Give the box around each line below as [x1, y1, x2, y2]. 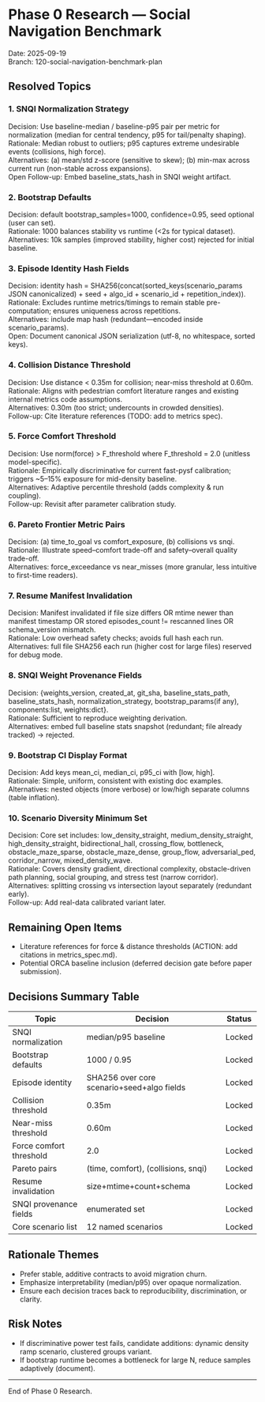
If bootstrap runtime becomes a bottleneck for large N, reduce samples [19, 1355, 251, 1365]
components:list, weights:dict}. [8, 705, 109, 714]
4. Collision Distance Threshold [8, 360, 132, 371]
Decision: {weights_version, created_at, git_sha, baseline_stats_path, [8, 688, 230, 697]
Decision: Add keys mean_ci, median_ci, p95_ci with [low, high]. [8, 768, 215, 777]
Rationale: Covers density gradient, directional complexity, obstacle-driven [8, 864, 251, 874]
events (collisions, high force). [8, 146, 106, 156]
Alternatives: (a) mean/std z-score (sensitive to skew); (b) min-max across [8, 155, 251, 164]
